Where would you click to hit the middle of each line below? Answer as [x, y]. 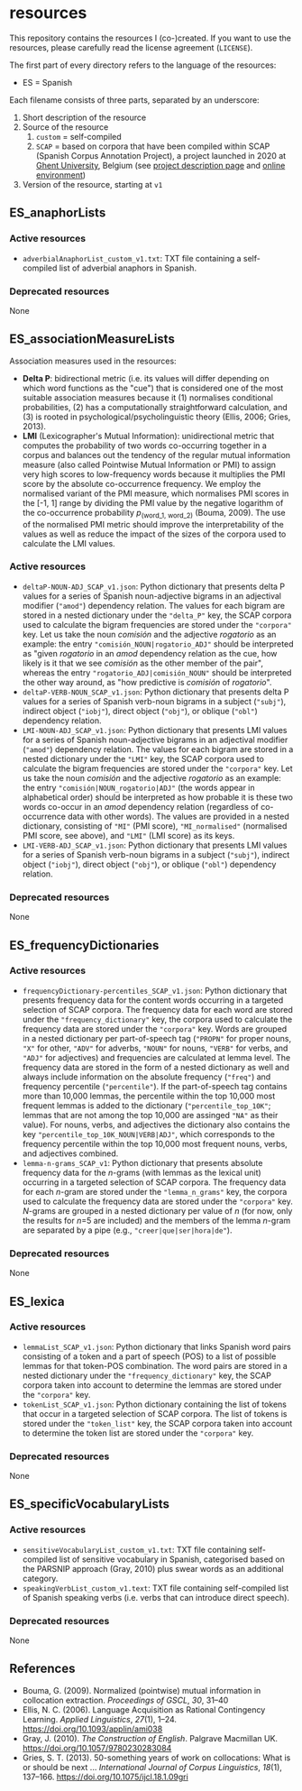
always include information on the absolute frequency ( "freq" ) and [146, 1077]
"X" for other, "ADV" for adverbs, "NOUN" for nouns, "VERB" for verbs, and [155, 1048]
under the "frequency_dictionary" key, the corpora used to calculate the [157, 1019]
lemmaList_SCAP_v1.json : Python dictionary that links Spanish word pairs [156, 1346]
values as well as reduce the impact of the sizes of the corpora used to [154, 534]
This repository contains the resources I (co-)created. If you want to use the [150, 38]
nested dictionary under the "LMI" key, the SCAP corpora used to [143, 758]
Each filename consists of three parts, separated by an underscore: [134, 100]
